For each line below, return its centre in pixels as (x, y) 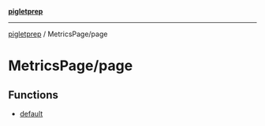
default (31, 114)
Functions (34, 95)
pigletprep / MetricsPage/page (58, 34)
